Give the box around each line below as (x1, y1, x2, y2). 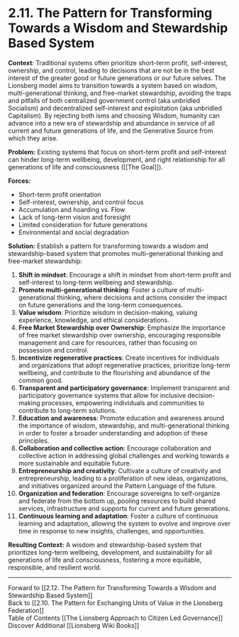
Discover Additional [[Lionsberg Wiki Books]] (8, 621, 140, 629)
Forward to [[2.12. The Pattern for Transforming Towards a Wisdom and (8, 583, 217, 592)
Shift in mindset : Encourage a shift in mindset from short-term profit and (18, 270, 231, 279)
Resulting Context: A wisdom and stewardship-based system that (8, 541, 202, 549)
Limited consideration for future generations (18, 220, 148, 228)
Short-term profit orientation (18, 190, 101, 199)
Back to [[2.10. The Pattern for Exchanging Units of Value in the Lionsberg (8, 598, 223, 607)
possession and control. (18, 345, 89, 354)
